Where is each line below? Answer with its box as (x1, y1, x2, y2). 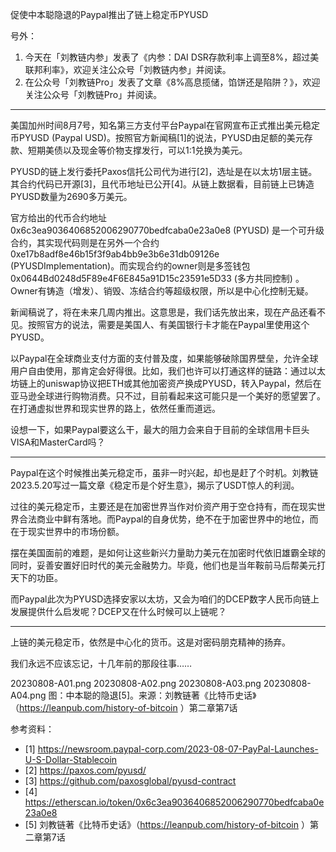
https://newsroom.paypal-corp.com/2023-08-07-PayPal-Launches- (37, 743, 319, 755)
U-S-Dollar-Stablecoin (24, 754, 118, 765)
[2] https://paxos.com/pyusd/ (24, 764, 147, 776)
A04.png (10, 689, 47, 701)
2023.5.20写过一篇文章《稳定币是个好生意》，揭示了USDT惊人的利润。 (10, 479, 300, 491)
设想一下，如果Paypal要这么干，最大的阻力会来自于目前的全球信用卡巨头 (10, 424, 310, 435)
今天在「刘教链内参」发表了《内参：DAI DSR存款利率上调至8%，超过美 (24, 51, 320, 63)
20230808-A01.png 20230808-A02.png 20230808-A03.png (10, 678, 262, 689)
